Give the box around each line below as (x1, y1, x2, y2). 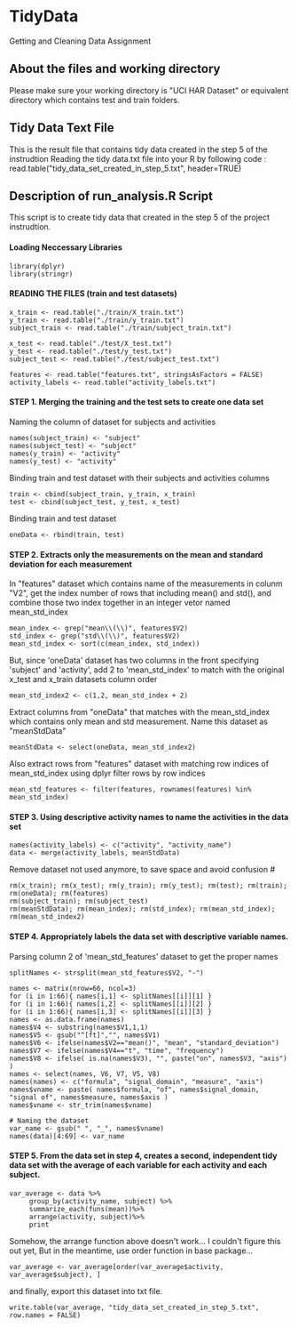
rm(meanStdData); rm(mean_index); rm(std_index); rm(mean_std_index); (9, 905, 276, 913)
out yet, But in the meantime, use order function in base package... (9, 1245, 254, 1256)
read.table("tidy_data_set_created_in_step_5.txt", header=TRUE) (9, 163, 242, 173)
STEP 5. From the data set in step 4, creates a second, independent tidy (9, 1150, 278, 1162)
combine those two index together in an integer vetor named (9, 598, 231, 608)
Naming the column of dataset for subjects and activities (9, 416, 216, 427)
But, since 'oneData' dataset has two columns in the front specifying (9, 655, 260, 666)
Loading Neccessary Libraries (9, 242, 122, 253)
